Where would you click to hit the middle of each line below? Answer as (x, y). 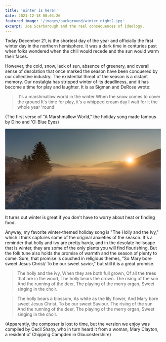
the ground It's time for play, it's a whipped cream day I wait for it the (87, 102)
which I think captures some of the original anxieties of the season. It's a (79, 238)
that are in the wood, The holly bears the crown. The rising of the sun (88, 279)
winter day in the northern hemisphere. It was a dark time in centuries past (81, 46)
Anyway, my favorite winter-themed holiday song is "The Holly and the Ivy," (82, 232)
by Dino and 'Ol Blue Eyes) (32, 122)
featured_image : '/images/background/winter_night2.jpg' (65, 21)
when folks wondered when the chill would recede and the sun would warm (82, 51)
